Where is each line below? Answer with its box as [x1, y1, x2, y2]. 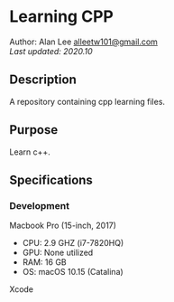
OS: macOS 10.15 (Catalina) [22, 267, 124, 278]
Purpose [9, 122, 59, 137]
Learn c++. [9, 146, 51, 157]
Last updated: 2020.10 [9, 45, 93, 56]
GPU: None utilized [22, 247, 94, 259]
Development [9, 199, 70, 212]
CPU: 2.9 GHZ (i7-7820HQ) [22, 238, 124, 249]
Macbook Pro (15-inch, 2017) [9, 220, 117, 231]
